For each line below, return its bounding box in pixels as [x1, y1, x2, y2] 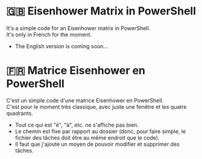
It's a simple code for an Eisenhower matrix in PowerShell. [6, 24, 151, 31]
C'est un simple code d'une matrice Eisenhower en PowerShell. [6, 96, 164, 104]
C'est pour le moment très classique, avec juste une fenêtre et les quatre [6, 103, 187, 110]
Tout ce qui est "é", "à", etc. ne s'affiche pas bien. [14, 121, 139, 128]
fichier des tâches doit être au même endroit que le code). [14, 134, 160, 141]
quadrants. [6, 110, 33, 117]
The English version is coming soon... [14, 42, 109, 49]
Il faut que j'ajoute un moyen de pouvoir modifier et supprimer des [14, 140, 180, 148]
